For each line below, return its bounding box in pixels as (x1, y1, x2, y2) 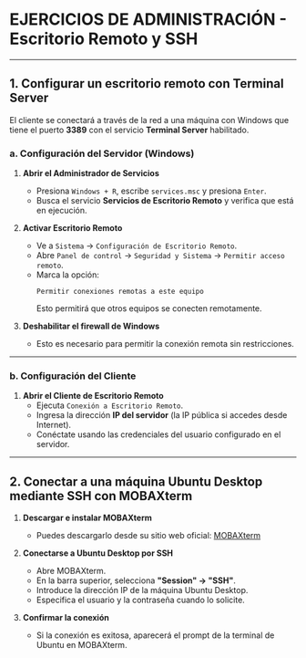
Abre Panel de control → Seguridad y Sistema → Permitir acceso (36, 250, 285, 261)
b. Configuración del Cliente (9, 370, 137, 382)
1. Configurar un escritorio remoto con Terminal (9, 76, 284, 91)
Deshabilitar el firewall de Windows (22, 320, 160, 332)
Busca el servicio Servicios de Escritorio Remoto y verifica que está (36, 195, 294, 206)
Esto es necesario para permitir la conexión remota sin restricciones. (36, 339, 294, 350)
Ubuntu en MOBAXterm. (36, 640, 127, 651)
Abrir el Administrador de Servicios (22, 168, 159, 179)
